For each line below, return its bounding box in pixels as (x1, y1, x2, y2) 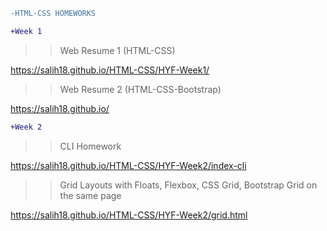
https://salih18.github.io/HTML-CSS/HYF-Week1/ (10, 64, 210, 76)
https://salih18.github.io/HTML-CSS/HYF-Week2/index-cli (10, 159, 247, 171)
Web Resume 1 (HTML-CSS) (59, 44, 176, 56)
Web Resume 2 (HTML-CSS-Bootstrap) (59, 83, 222, 95)
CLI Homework (59, 140, 122, 152)
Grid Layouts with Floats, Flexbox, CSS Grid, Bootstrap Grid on (59, 179, 318, 191)
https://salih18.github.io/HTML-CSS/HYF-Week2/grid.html (10, 209, 248, 221)
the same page (59, 189, 122, 201)
